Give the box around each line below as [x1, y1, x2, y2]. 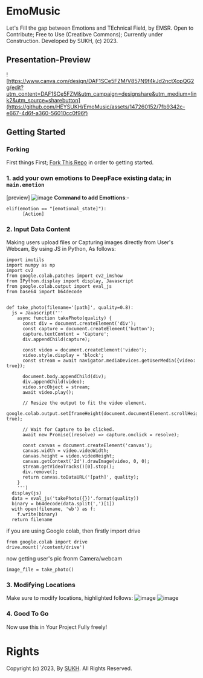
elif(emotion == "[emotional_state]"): [6, 205, 107, 211]
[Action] [22, 211, 45, 217]
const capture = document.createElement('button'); [22, 326, 155, 332]
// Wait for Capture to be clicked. [22, 427, 115, 433]
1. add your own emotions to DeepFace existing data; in [6, 174, 172, 182]
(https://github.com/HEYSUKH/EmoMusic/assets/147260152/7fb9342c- [6, 103, 185, 110]
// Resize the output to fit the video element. [22, 400, 147, 407]
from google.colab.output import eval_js [6, 284, 112, 290]
